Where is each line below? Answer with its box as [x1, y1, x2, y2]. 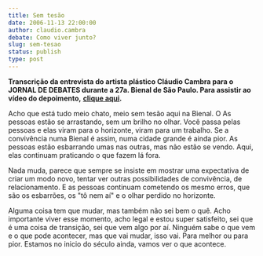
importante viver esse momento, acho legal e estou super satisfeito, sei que [8, 214, 254, 224]
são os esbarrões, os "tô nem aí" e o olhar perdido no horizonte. [8, 190, 216, 200]
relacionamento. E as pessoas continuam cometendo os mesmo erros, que [8, 182, 250, 192]
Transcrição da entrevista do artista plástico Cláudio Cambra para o [8, 76, 234, 86]
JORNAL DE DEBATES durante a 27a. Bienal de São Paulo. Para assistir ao [8, 85, 251, 94]
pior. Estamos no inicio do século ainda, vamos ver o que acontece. [8, 239, 227, 248]
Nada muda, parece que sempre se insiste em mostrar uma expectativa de [8, 166, 250, 175]
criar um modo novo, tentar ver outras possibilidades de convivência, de [8, 174, 243, 183]
